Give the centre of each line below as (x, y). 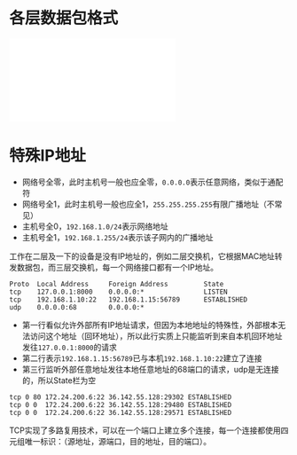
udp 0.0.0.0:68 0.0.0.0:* (77, 307)
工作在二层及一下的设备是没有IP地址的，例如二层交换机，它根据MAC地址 (142, 256)
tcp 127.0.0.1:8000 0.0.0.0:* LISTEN (118, 292)
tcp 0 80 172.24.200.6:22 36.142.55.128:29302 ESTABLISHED (121, 397)
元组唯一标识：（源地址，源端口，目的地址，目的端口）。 (110, 441)
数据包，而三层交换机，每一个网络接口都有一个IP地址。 (117, 267)
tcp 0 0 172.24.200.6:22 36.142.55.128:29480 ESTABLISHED (121, 404)
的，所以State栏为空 (59, 380)
